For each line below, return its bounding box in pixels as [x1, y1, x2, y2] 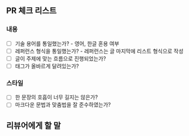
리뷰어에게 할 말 [6, 120, 61, 131]
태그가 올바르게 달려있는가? [14, 62, 79, 69]
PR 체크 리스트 [6, 5, 57, 16]
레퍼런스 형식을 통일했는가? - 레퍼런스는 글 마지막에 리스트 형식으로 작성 [14, 47, 184, 55]
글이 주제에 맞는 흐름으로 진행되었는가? [14, 55, 106, 62]
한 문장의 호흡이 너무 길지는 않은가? [14, 93, 98, 101]
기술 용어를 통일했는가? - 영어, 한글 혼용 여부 [14, 40, 119, 47]
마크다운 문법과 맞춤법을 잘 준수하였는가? [14, 101, 111, 108]
